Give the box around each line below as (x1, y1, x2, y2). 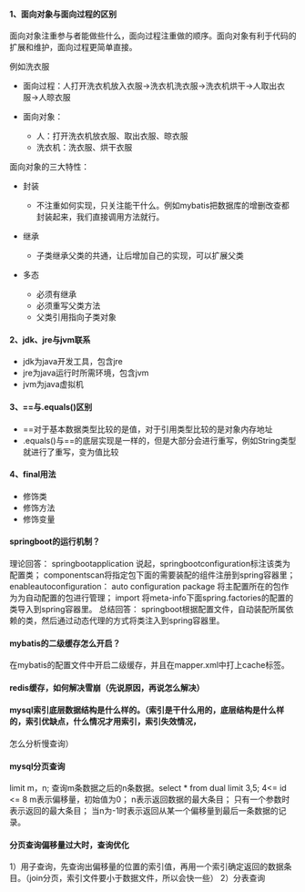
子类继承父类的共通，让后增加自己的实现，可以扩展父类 (36, 251, 244, 261)
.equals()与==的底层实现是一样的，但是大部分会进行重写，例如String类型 (22, 435, 297, 446)
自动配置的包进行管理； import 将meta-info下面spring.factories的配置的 (25, 592, 294, 603)
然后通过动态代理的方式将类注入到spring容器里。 (40, 615, 225, 626)
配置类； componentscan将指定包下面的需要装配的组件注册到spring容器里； (9, 569, 296, 580)
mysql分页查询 (9, 761, 66, 772)
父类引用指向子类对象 (36, 312, 117, 323)
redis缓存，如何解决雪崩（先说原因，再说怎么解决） (9, 682, 205, 692)
